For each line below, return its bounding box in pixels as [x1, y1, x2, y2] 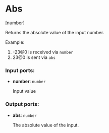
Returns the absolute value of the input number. [5, 29, 104, 35]
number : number [12, 79, 46, 85]
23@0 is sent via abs [12, 54, 56, 60]
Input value [12, 88, 36, 94]
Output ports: [5, 101, 39, 108]
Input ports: [5, 66, 35, 74]
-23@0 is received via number [12, 49, 73, 55]
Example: [5, 39, 25, 45]
